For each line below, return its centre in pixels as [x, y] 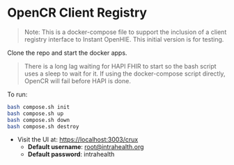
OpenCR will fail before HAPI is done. [77, 80]
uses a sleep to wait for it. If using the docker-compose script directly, [125, 73]
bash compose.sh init [39, 107]
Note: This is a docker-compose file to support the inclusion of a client [125, 32]
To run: [17, 94]
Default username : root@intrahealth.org [86, 147]
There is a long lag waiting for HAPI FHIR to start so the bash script [120, 66]
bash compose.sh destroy [43, 126]
